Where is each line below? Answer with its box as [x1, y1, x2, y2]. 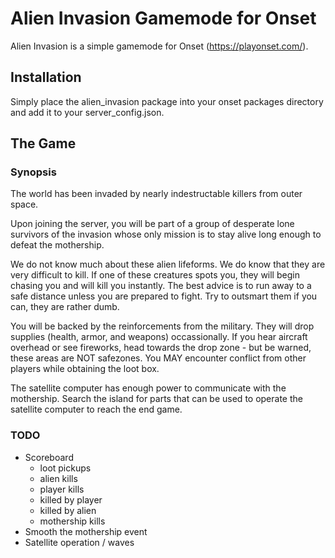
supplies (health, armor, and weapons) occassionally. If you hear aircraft [10, 331, 308, 343]
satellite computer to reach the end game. [10, 403, 183, 416]
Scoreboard [24, 451, 74, 463]
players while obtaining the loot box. [10, 363, 160, 375]
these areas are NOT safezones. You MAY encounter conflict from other [10, 352, 307, 364]
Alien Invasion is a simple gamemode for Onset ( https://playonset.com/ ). [10, 40, 309, 52]
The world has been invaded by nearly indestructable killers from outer [10, 188, 303, 200]
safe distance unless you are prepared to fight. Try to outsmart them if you [10, 290, 318, 302]
